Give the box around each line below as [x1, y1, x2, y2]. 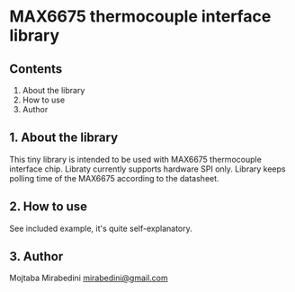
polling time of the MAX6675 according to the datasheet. [9, 173, 219, 183]
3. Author [9, 249, 64, 264]
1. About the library [9, 130, 119, 146]
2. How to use [9, 199, 88, 215]
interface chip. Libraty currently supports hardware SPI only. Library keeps [9, 164, 286, 174]
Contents [9, 61, 63, 76]
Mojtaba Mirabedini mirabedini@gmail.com [9, 272, 168, 284]
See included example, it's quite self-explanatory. [9, 223, 193, 234]
